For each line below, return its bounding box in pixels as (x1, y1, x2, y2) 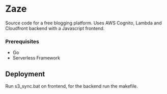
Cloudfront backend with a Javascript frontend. (5, 25, 105, 31)
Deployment (5, 70, 45, 78)
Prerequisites (5, 38, 39, 45)
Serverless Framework (12, 55, 60, 61)
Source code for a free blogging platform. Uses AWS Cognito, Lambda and (5, 20, 162, 26)
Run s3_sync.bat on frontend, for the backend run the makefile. (5, 83, 138, 89)
